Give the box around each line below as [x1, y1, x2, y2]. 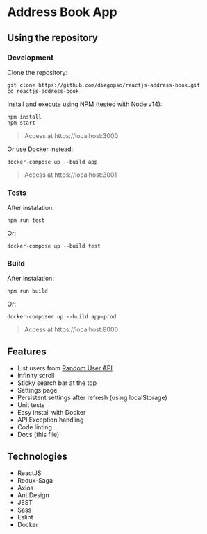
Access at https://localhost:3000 [24, 131, 119, 139]
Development [7, 53, 54, 62]
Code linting [17, 423, 52, 431]
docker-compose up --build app [7, 158, 98, 165]
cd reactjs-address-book [7, 87, 79, 94]
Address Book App [7, 4, 117, 20]
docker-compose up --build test [7, 243, 101, 250]
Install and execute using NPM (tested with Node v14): [7, 100, 163, 108]
